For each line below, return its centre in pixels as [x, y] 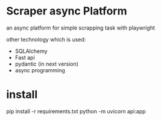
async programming [40, 70]
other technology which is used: [46, 39]
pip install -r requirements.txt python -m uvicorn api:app [76, 111]
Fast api [25, 57]
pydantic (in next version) [47, 64]
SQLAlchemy [31, 51]
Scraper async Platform [67, 11]
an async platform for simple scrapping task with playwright [80, 28]
